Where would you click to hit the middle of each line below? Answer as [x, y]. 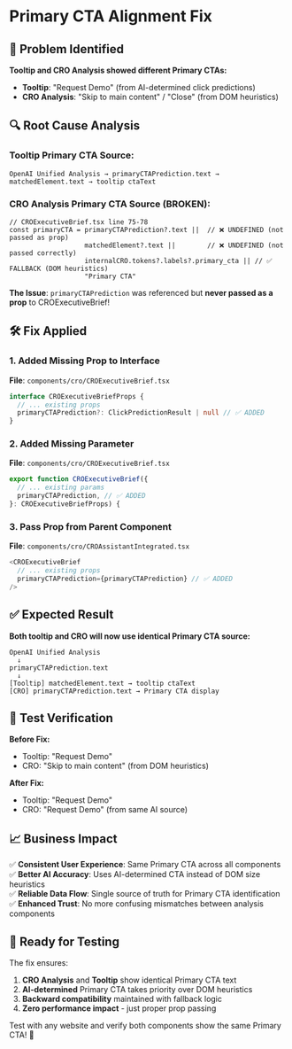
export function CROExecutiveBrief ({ [79, 479]
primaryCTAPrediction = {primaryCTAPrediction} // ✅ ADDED [125, 579]
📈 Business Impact [63, 839]
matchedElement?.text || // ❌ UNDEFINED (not [184, 245]
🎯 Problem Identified [66, 49]
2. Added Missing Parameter [72, 444]
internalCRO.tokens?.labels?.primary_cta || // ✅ [178, 260]
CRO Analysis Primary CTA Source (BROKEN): [110, 204]
